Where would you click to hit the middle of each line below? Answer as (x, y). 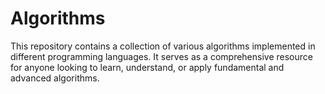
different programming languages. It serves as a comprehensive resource (161, 56)
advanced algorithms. (55, 78)
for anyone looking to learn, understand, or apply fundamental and (147, 67)
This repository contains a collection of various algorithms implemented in (163, 46)
